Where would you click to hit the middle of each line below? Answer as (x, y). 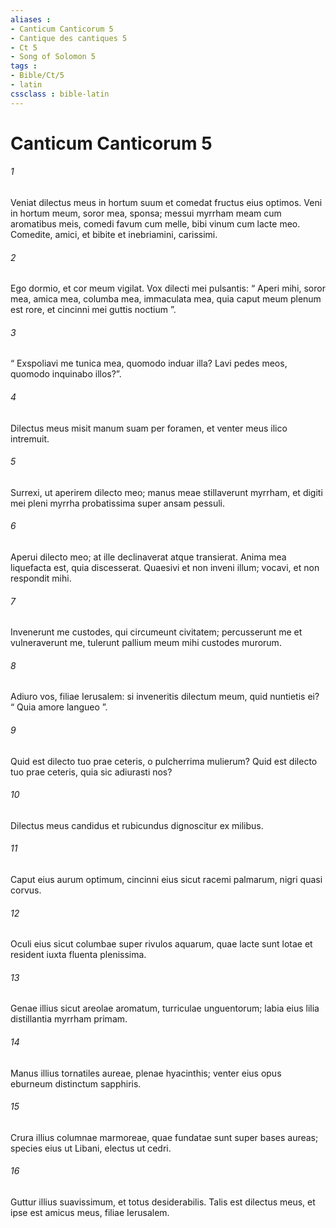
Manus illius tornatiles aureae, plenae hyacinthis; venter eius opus (146, 1073)
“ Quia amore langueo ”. (59, 707)
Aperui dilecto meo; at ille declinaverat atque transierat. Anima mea (148, 557)
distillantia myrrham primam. (69, 1019)
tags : (24, 66)
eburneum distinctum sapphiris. (76, 1083)
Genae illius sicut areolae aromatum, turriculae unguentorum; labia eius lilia (165, 1008)
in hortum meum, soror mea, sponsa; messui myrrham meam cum (146, 213)
